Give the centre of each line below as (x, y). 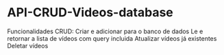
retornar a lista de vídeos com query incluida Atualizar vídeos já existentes (112, 38)
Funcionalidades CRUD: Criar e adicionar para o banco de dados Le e (105, 31)
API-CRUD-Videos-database (90, 13)
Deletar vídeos (28, 45)
